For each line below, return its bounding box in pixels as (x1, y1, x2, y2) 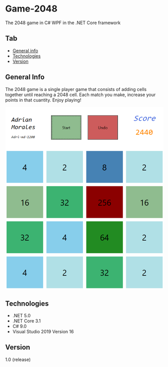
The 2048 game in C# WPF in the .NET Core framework (5, 20, 121, 26)
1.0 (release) (5, 356, 31, 362)
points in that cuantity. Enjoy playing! (5, 97, 81, 103)
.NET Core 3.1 (12, 318, 41, 324)
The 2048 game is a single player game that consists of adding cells (5, 86, 147, 92)
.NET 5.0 (12, 312, 31, 318)
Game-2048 (5, 3, 58, 15)
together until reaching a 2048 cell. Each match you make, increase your (5, 91, 156, 98)
